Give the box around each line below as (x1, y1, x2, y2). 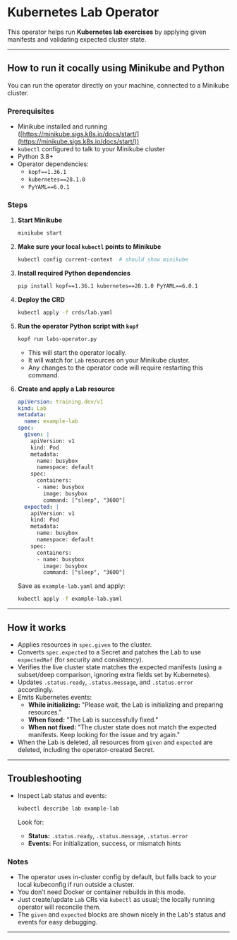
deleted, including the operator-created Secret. (17, 746, 155, 754)
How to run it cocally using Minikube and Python (7, 62, 225, 74)
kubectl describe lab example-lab (17, 805, 119, 812)
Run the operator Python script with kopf (17, 322, 139, 330)
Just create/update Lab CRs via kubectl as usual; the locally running (17, 895, 215, 904)
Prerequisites (7, 106, 54, 116)
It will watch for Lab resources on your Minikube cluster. (28, 356, 190, 364)
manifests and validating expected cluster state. (7, 35, 147, 43)
